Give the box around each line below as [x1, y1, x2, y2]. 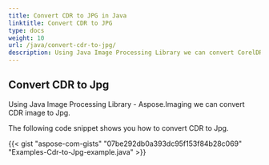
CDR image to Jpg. [8, 108, 70, 117]
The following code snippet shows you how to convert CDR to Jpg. [8, 123, 229, 132]
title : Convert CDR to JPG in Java [8, 11, 127, 20]
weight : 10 [8, 33, 45, 42]
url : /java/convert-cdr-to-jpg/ [8, 41, 116, 49]
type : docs [8, 26, 45, 34]
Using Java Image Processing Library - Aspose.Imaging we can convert [8, 99, 246, 108]
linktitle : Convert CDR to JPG [8, 19, 113, 27]
